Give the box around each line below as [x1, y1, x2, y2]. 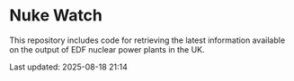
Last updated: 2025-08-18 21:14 [9, 61, 128, 72]
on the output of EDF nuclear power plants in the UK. [9, 44, 205, 54]
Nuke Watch [9, 5, 103, 26]
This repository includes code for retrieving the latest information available [9, 35, 286, 45]
